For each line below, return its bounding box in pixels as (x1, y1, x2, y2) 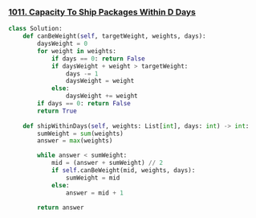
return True (37, 107, 78, 115)
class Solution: (8, 25, 63, 33)
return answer (37, 204, 84, 212)
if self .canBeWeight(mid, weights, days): (51, 167, 196, 175)
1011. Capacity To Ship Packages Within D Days (8, 6, 197, 18)
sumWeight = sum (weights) (37, 130, 124, 138)
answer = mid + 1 (65, 188, 124, 197)
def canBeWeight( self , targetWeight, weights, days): (22, 32, 206, 40)
